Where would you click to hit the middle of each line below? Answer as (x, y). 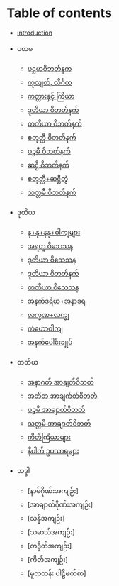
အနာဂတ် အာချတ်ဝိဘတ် (61, 382)
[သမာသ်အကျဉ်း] (51, 532)
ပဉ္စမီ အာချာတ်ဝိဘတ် (56, 409)
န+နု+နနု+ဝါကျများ (54, 232)
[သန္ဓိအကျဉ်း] (46, 518)
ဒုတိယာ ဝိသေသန (51, 260)
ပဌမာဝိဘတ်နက (50, 68)
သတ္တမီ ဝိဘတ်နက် (52, 192)
